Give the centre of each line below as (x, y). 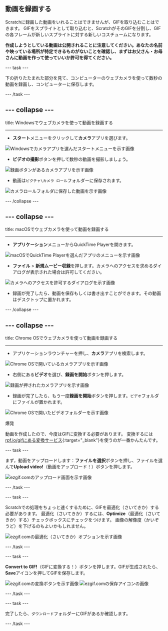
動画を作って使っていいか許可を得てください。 (66, 57)
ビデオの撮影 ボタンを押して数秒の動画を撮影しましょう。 (71, 159)
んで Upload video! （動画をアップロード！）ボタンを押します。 (70, 467)
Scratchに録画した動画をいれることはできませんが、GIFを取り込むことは (80, 22)
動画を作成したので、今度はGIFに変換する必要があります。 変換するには (79, 434)
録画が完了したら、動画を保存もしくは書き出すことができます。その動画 (87, 293)
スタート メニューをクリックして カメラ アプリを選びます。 (71, 138)
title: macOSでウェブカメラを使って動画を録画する (57, 229)
